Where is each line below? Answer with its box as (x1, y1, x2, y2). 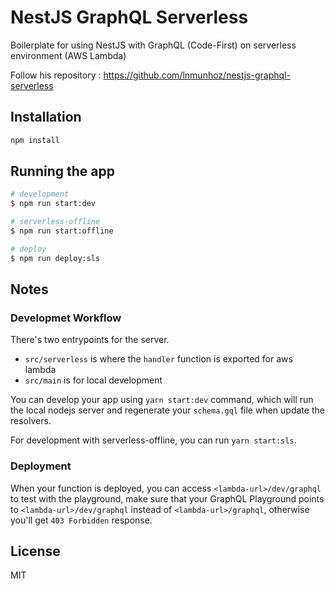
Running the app (10, 163, 115, 180)
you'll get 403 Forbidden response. (10, 514, 153, 526)
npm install (10, 135, 60, 145)
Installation (10, 109, 82, 126)
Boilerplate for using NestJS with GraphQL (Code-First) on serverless (10, 39, 297, 51)
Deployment (10, 459, 72, 473)
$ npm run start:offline (10, 226, 114, 236)
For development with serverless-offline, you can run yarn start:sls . (10, 434, 297, 446)
